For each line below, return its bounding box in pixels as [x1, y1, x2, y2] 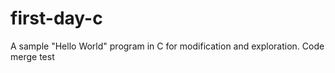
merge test [10, 50, 55, 62]
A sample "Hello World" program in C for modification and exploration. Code [10, 40, 325, 52]
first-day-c [10, 7, 103, 30]
